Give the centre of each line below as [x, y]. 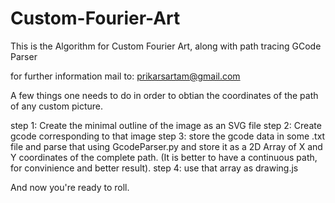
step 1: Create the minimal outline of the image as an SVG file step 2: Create [166, 125]
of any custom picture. [57, 106]
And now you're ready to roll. [70, 187]
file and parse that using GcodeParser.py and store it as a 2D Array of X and [166, 146]
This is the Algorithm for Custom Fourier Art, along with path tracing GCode [166, 46]
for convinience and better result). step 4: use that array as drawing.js [154, 168]
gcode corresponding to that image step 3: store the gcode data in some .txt [168, 136]
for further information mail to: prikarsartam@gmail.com [125, 76]
